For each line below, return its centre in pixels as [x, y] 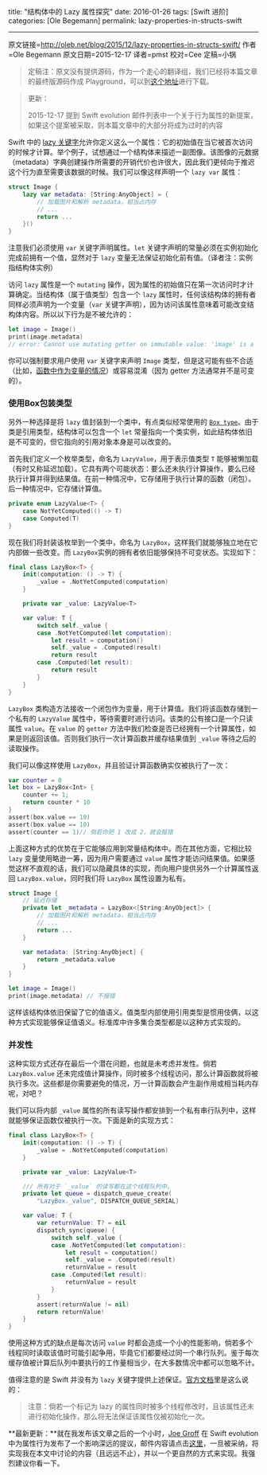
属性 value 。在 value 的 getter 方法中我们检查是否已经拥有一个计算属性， [129, 728]
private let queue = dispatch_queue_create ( [97, 1194]
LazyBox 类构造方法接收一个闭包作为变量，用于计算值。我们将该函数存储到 [130, 708]
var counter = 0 [35, 780]
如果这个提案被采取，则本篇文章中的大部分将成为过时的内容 [125, 125]
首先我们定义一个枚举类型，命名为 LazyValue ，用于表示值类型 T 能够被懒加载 [133, 459]
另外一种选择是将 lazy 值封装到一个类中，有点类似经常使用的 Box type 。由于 [133, 422]
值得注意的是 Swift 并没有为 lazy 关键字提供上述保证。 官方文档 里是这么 [125, 1379]
